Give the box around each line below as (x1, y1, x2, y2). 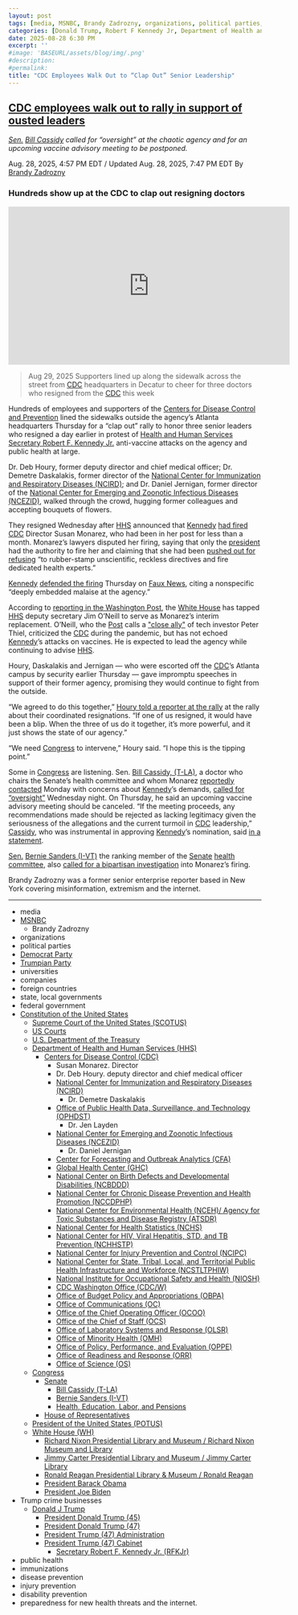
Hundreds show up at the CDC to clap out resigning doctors (8, 188, 245, 199)
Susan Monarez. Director (55, 1060, 139, 1070)
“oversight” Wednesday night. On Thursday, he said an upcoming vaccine (8, 793, 253, 802)
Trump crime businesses (19, 1495, 102, 1505)
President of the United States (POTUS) (31, 1418, 163, 1428)
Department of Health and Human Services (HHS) (31, 1043, 198, 1053)
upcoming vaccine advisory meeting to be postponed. (8, 144, 188, 153)
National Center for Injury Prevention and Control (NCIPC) (55, 1248, 247, 1258)
